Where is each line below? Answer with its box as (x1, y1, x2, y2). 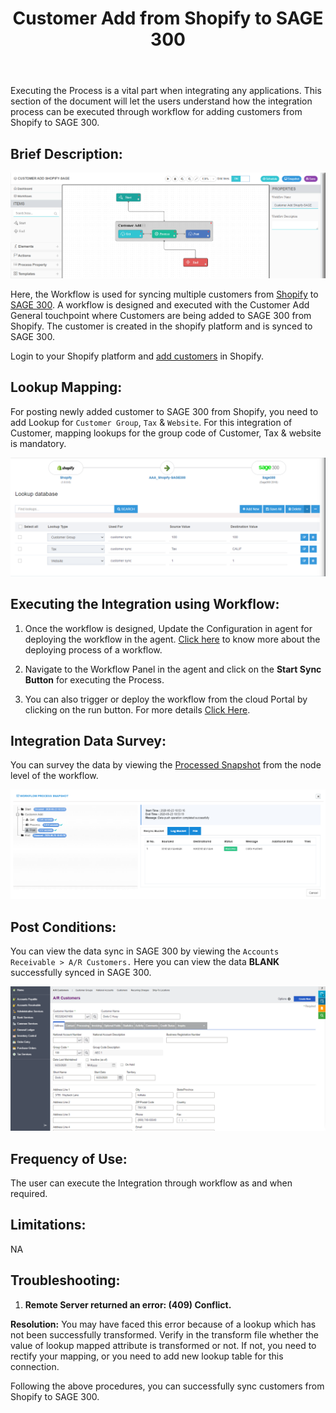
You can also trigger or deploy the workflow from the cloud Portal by (24, 693, 308, 705)
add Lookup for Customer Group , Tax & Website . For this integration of (10, 416, 293, 428)
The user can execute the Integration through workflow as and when (10, 1177, 293, 1189)
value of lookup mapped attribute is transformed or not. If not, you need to (10, 1339, 317, 1351)
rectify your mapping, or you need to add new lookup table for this (10, 1350, 284, 1362)
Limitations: (10, 1217, 87, 1234)
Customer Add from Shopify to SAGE (12, 7, 324, 30)
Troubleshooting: (10, 1272, 121, 1289)
